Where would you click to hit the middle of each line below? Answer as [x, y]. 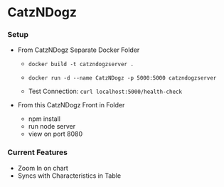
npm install [44, 119]
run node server [52, 127]
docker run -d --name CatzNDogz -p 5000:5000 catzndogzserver [122, 78]
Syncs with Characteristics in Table [69, 176]
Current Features [38, 152]
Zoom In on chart [43, 168]
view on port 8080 [55, 134]
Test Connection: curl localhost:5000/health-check [105, 91]
